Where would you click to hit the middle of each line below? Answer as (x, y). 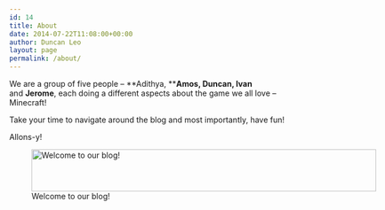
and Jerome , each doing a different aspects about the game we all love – (143, 93)
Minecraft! (28, 102)
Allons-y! (26, 137)
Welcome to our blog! (71, 196)
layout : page (33, 51)
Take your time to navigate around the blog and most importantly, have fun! (147, 120)
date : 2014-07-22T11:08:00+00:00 (71, 34)
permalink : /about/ (45, 58)
